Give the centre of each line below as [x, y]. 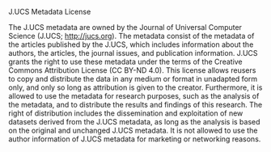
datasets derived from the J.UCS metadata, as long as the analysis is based [134, 122]
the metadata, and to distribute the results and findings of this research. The [135, 105]
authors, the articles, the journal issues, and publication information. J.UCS [133, 53]
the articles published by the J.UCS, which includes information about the [131, 44]
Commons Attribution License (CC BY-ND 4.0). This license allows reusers [132, 70]
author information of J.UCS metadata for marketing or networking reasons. [135, 139]
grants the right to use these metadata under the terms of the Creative [125, 61]
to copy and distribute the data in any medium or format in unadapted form [133, 79]
